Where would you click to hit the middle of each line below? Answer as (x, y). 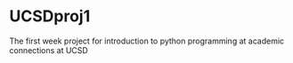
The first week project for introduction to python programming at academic (147, 41)
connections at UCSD (49, 50)
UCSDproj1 (50, 16)
